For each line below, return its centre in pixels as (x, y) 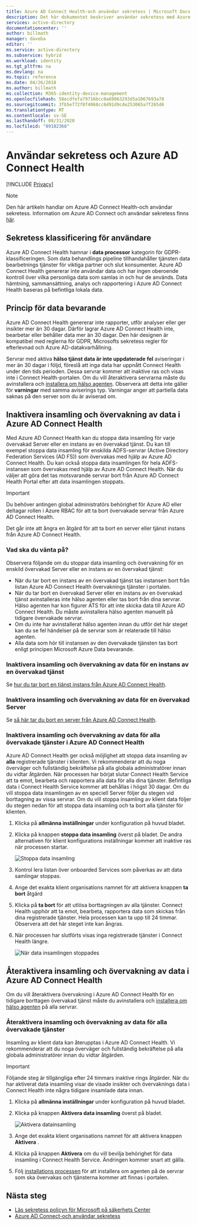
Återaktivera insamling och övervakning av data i (98, 971)
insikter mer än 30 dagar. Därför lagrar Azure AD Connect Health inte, (90, 328)
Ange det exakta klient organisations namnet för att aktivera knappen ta (101, 887)
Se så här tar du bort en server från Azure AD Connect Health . (81, 720)
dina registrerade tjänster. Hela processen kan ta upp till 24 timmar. (96, 917)
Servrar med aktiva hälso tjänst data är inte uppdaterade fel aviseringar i (95, 359)
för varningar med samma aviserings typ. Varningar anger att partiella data (97, 390)
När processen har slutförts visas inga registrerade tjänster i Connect (98, 935)
